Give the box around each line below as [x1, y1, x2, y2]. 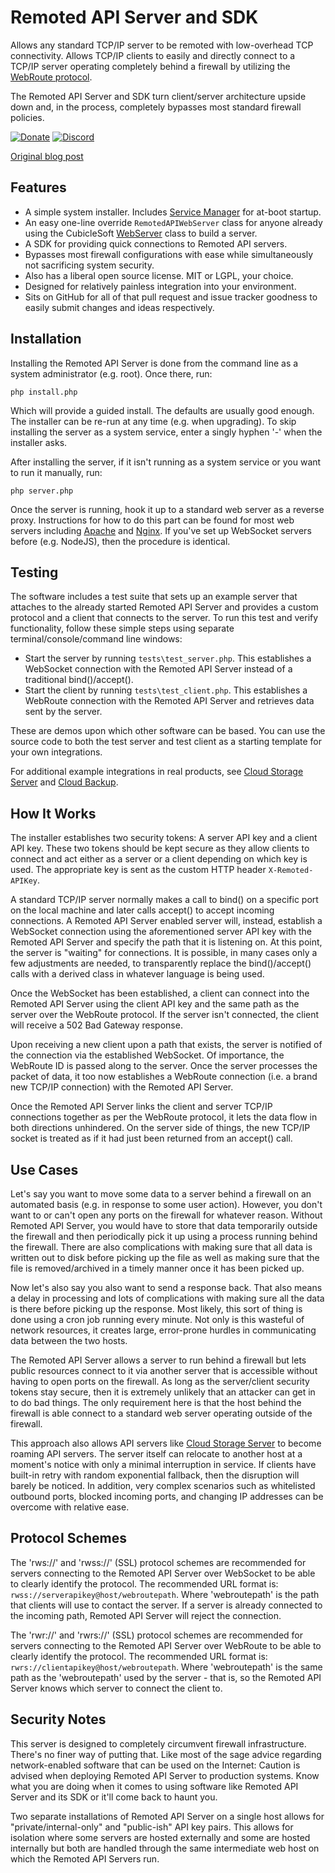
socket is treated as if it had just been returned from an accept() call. [10, 1132, 293, 1145]
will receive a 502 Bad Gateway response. [10, 1019, 183, 1031]
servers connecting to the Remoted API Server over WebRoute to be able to [10, 1639, 322, 1651]
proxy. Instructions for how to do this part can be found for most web [10, 514, 295, 526]
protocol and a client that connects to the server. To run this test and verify [10, 612, 319, 624]
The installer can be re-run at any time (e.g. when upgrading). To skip [10, 415, 297, 427]
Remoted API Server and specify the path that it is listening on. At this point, [10, 936, 323, 948]
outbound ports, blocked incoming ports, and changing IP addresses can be [10, 1491, 324, 1502]
